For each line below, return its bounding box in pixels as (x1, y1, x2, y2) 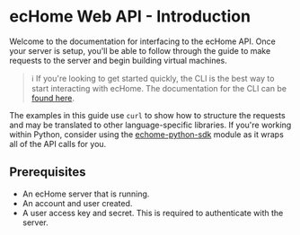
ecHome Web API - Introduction (9, 6, 251, 27)
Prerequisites (9, 164, 86, 180)
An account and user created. (22, 197, 133, 208)
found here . (31, 92, 75, 103)
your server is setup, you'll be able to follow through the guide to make (9, 45, 271, 56)
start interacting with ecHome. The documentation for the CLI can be (31, 83, 287, 93)
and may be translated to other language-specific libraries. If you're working (9, 119, 292, 130)
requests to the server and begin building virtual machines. (9, 55, 227, 65)
